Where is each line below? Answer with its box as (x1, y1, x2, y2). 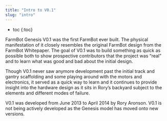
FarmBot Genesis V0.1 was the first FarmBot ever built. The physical (5, 36, 149, 43)
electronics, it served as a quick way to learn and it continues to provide (5, 79, 157, 85)
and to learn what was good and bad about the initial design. (5, 58, 133, 64)
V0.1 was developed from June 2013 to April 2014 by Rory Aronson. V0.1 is (5, 99, 162, 106)
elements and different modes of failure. (5, 90, 90, 96)
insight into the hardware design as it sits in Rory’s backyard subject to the (5, 84, 162, 90)
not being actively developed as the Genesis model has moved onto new (5, 105, 159, 111)
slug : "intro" (5, 12, 36, 17)
